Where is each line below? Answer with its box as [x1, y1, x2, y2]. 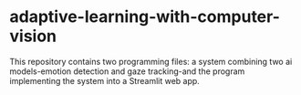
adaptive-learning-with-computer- [9, 6, 281, 27]
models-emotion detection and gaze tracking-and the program [9, 66, 245, 77]
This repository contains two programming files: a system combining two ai [9, 56, 293, 67]
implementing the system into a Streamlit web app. [9, 75, 201, 86]
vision [9, 26, 57, 47]
